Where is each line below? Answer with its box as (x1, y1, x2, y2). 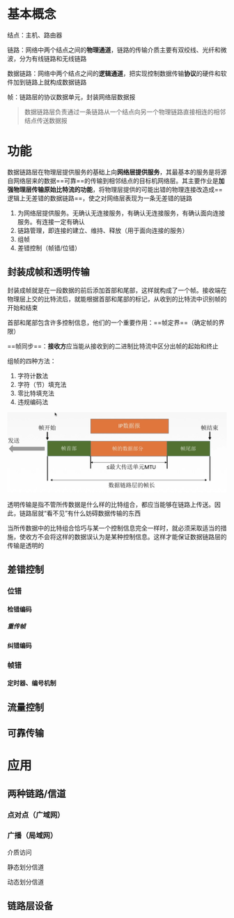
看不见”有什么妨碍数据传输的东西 (46, 509, 141, 517)
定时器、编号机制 (7, 679, 56, 688)
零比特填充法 (17, 389, 54, 397)
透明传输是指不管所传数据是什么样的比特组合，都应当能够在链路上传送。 (7, 500, 214, 508)
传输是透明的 (7, 541, 44, 549)
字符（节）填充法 (17, 380, 67, 388)
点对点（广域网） (7, 810, 65, 820)
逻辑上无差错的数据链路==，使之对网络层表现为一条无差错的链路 (7, 193, 193, 202)
